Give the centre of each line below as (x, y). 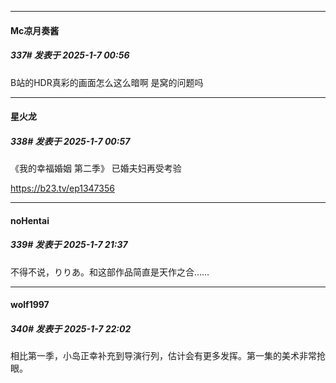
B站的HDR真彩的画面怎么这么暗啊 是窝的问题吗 (107, 82)
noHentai (30, 220)
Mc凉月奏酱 (35, 30)
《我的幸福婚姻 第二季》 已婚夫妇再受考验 (96, 168)
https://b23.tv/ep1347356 (62, 188)
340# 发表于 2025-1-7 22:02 (71, 328)
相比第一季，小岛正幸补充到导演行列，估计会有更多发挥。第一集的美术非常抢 (168, 356)
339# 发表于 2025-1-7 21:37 (69, 245)
